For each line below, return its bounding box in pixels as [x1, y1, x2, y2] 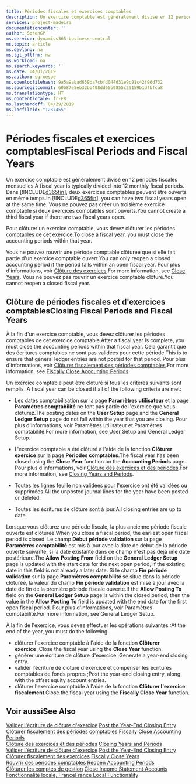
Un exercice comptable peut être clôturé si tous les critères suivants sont [6, 379, 182, 387]
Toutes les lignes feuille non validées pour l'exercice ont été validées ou [14, 482, 188, 489]
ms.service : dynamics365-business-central [6, 36, 111, 42]
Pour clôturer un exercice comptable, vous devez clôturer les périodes [6, 225, 176, 232]
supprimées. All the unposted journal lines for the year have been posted [14, 488, 188, 495]
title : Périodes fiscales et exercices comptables [6, 8, 132, 15]
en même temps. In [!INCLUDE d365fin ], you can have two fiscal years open [6, 195, 187, 202]
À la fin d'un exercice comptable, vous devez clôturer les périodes [6, 330, 165, 338]
